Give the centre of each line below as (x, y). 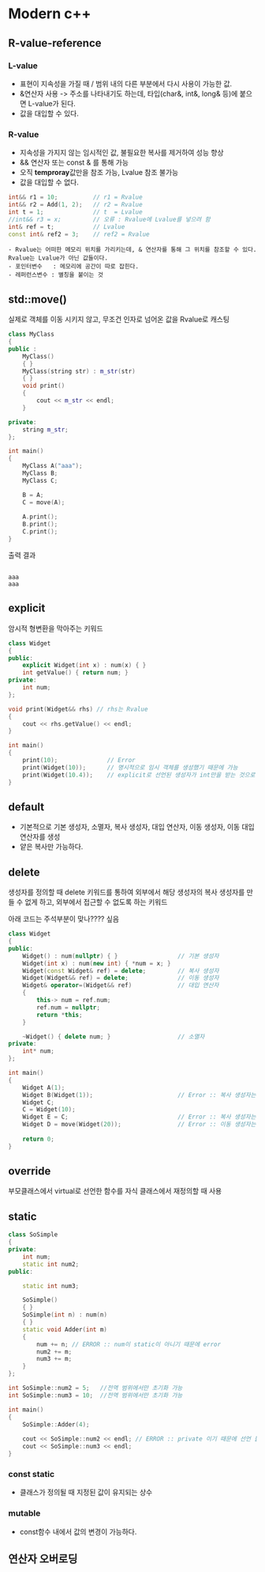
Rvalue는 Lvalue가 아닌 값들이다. (58, 258)
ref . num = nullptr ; (69, 1007)
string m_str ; (45, 429)
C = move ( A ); (44, 502)
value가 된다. (56, 103)
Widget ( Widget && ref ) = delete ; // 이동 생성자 (121, 978)
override (30, 1171)
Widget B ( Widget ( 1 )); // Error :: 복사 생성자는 (139, 1095)
